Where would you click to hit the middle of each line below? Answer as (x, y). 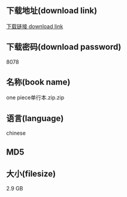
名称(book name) (38, 82)
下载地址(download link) (52, 11)
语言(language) (35, 118)
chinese (16, 133)
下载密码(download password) (64, 47)
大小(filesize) (31, 174)
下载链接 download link (35, 26)
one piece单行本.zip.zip (35, 98)
